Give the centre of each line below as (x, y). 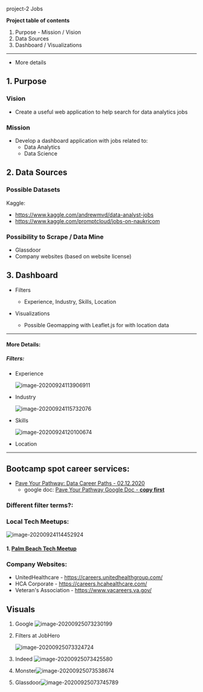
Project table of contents (38, 20)
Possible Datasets (33, 190)
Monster (25, 671)
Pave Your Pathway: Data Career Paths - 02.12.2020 (80, 483)
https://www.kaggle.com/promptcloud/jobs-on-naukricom (87, 221)
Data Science (40, 153)
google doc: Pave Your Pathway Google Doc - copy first (94, 490)
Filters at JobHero (37, 636)
